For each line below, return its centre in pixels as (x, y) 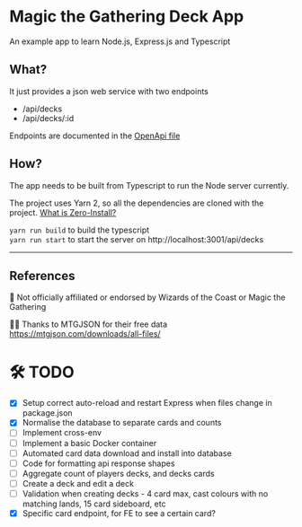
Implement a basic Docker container (89, 443)
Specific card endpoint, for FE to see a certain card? (119, 513)
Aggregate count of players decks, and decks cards (118, 473)
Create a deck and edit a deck (78, 483)
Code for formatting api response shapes (98, 463)
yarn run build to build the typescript (80, 230)
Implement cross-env (62, 433)
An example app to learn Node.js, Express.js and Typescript (120, 41)
